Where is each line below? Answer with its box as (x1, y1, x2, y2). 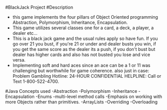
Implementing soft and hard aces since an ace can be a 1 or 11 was (12, 63, 151, 68)
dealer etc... (12, 30, 38, 36)
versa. (12, 57, 26, 63)
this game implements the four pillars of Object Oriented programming (12, 14, 158, 20)
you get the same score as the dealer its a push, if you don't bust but (12, 46, 155, 52)
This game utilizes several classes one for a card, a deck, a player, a (12, 25, 154, 31)
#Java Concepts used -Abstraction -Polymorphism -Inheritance (5, 88, 137, 94)
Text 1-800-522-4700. (12, 78, 59, 84)
